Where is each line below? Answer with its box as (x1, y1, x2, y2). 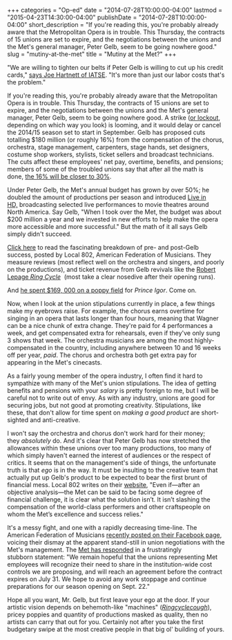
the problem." (7, 78, 46, 86)
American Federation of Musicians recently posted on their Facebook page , (7, 531, 222, 539)
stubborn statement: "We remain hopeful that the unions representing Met (7, 553, 218, 561)
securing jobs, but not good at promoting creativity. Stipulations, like (7, 401, 202, 409)
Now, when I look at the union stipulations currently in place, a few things (7, 300, 215, 307)
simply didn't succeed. (7, 230, 72, 238)
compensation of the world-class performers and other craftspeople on (7, 503, 211, 511)
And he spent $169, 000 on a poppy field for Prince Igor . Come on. (7, 286, 197, 294)
